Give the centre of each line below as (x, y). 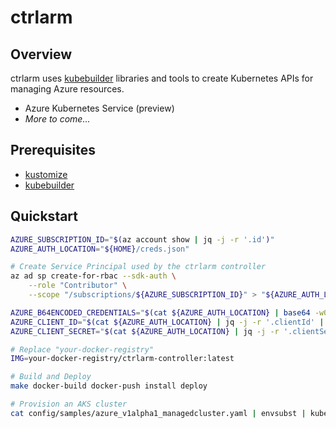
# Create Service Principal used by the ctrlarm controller (138, 267)
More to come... (57, 119)
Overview (41, 54)
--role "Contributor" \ (78, 286)
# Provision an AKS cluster (69, 404)
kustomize (46, 174)
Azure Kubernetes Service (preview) (99, 108)
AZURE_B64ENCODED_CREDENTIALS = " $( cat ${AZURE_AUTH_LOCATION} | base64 (160, 312)
